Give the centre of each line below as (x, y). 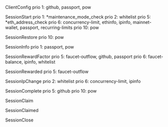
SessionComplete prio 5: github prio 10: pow (51, 91)
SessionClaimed (22, 110)
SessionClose (19, 120)
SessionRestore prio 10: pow (35, 37)
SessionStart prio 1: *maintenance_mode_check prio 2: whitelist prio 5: (78, 17)
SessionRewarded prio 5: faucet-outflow (47, 71)
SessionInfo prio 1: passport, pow (40, 47)
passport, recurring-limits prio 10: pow (59, 27)
